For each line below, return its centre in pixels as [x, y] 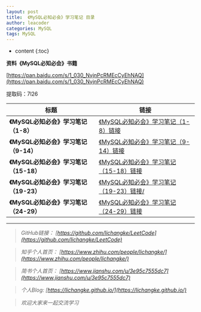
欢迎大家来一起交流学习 [50, 303]
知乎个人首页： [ [41, 252]
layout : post [22, 12]
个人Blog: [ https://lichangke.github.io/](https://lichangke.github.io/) [104, 290]
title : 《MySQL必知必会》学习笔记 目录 [51, 17]
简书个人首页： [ [41, 271]
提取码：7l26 [22, 94]
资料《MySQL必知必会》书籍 [42, 63]
